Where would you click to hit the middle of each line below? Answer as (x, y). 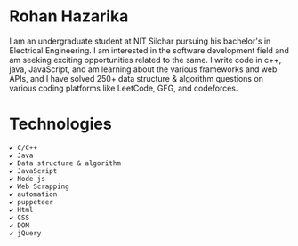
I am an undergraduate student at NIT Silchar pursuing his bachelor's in (140, 41)
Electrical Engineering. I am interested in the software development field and (149, 50)
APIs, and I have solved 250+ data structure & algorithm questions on (137, 78)
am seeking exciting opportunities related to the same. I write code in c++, (145, 60)
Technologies (61, 124)
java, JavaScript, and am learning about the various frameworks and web (143, 69)
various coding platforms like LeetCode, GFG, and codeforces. (124, 88)
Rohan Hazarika (69, 16)
